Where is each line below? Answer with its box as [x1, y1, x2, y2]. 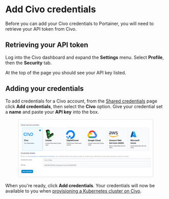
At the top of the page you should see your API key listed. [5, 69, 127, 76]
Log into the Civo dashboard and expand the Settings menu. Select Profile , [5, 54, 164, 60]
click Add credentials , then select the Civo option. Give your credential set [5, 103, 163, 109]
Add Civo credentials [5, 4, 96, 15]
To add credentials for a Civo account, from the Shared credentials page [5, 98, 157, 104]
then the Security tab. [5, 60, 52, 66]
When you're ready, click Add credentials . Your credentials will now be [5, 182, 155, 188]
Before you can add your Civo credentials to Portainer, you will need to [5, 20, 154, 27]
